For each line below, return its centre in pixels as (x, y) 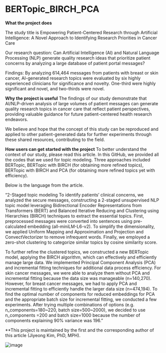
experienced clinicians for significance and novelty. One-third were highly (81, 83)
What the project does (28, 23)
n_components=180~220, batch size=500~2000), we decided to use (75, 310)
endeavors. (17, 119)
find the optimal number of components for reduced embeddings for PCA (80, 294)
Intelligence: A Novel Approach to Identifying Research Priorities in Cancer (81, 38)
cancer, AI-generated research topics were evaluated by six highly (73, 78)
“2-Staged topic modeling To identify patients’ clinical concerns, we (74, 195)
